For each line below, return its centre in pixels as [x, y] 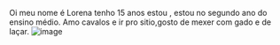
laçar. [19, 31]
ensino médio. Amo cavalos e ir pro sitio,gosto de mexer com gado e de [140, 22]
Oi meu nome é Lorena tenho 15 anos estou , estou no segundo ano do [138, 13]
